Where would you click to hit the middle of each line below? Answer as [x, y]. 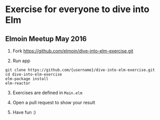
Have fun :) [24, 112]
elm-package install [27, 79]
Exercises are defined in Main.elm [47, 93]
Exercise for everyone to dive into [77, 9]
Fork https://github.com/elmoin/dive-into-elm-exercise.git [73, 51]
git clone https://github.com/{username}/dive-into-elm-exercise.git [80, 70]
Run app [21, 61]
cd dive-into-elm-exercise [34, 74]
